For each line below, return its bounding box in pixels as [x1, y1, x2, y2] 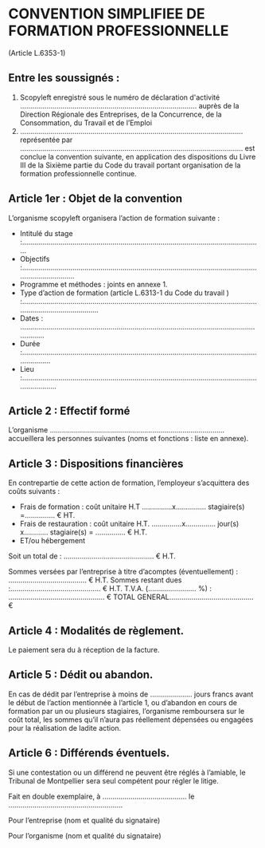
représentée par [19, 135, 73, 144]
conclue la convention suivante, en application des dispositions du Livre [19, 152, 256, 161]
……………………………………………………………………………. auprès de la [19, 101, 240, 110]
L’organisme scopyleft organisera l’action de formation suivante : [8, 213, 220, 223]
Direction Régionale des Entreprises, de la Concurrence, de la [19, 109, 222, 119]
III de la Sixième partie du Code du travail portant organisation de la [19, 160, 241, 170]
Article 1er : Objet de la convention [8, 192, 183, 206]
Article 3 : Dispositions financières [8, 456, 184, 471]
